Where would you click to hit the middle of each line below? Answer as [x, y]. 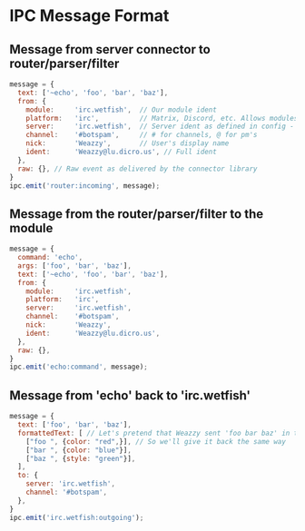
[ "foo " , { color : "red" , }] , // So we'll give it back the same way [156, 441]
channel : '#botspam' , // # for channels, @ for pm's [142, 135]
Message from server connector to [110, 49]
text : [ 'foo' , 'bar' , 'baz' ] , [74, 425]
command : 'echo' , [50, 258]
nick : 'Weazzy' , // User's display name [128, 143]
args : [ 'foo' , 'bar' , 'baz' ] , [74, 265]
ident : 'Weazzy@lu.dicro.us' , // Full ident [122, 152]
